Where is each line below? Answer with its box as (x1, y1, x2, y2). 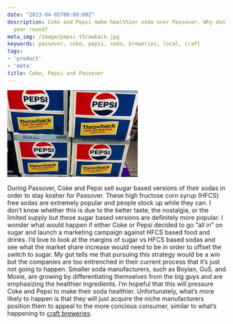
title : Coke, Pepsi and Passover (7, 69, 104, 76)
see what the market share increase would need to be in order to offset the (7, 243, 222, 251)
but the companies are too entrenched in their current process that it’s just (7, 257, 220, 266)
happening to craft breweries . (7, 309, 93, 317)
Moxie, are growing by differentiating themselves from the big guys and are (7, 272, 223, 280)
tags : (7, 48, 23, 55)
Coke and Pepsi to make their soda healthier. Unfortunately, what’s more (7, 287, 214, 295)
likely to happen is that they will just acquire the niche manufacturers (7, 294, 204, 302)
